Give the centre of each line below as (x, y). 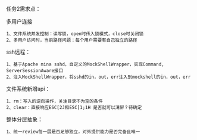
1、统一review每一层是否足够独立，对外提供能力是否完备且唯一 (73, 132)
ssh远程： (18, 52)
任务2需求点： (24, 9)
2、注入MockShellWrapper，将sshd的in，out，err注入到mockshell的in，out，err (98, 77)
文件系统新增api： (28, 89)
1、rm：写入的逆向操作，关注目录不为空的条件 (54, 101)
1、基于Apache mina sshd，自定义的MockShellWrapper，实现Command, (85, 64)
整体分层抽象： (24, 119)
